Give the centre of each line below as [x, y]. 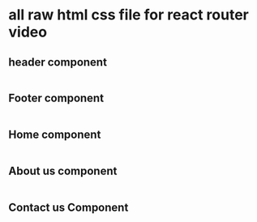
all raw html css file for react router [128, 15]
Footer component [56, 98]
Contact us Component [69, 207]
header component [58, 62]
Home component [55, 135]
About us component [63, 171]
